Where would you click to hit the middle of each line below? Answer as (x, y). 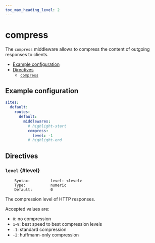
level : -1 (42, 135)
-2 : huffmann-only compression (46, 235)
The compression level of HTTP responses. (50, 199)
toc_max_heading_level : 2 (32, 10)
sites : (12, 103)
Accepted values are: (27, 209)
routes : (22, 112)
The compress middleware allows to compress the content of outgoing (77, 49)
